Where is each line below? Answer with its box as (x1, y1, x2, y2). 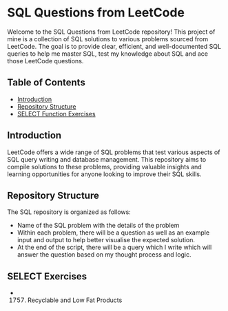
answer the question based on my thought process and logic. (17, 250, 191, 259)
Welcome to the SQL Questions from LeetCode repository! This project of (7, 28, 216, 36)
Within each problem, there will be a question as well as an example (17, 228, 210, 237)
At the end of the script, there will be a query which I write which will (17, 243, 212, 252)
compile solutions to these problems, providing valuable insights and (7, 162, 202, 171)
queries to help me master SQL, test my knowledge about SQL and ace (7, 50, 209, 58)
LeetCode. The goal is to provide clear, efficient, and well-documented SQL (7, 42, 222, 50)
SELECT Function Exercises (17, 109, 96, 118)
